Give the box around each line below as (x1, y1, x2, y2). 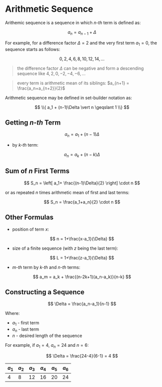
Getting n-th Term (5, 118, 61, 127)
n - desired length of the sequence (12, 333, 82, 338)
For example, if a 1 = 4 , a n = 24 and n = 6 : (5, 342, 89, 349)
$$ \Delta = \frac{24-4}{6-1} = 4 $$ (46, 353, 118, 359)
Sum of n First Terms (5, 167, 70, 175)
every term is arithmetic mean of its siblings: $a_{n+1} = (17, 80, 129, 86)
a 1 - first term (12, 320, 40, 327)
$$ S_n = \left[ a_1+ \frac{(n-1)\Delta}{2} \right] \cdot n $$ (23, 180, 141, 186)
